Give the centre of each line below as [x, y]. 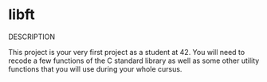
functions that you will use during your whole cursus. [95, 68]
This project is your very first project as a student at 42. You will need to [127, 52]
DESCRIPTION [32, 37]
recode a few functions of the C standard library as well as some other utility [134, 61]
